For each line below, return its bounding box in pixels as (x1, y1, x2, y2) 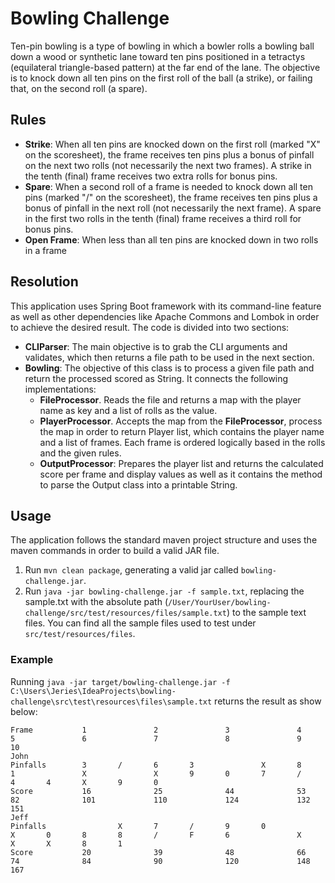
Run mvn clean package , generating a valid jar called (24, 564, 239, 576)
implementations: (24, 383, 97, 395)
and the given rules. (39, 447, 122, 459)
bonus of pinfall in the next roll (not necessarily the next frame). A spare (24, 202, 322, 214)
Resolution (10, 273, 79, 291)
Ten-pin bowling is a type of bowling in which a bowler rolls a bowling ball (10, 40, 315, 52)
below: (10, 705, 38, 717)
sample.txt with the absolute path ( (24, 596, 168, 608)
